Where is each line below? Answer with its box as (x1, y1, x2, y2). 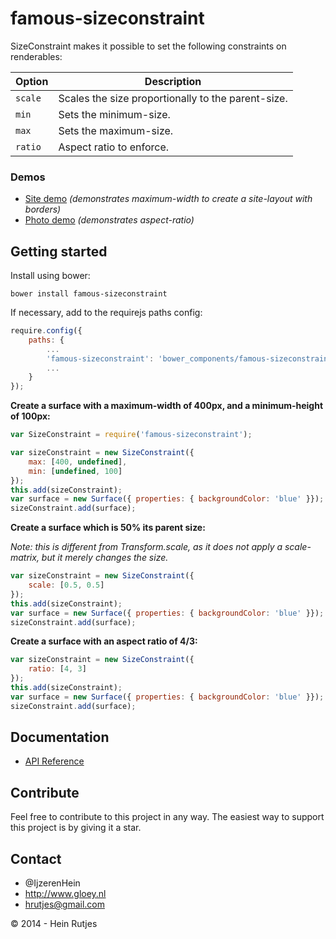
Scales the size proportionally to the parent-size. (58, 91, 288, 105)
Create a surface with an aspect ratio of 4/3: (10, 635, 198, 647)
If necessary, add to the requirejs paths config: (10, 307, 203, 319)
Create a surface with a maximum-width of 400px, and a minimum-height (10, 400, 324, 412)
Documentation (10, 729, 110, 746)
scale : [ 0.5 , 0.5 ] (28, 580, 105, 591)
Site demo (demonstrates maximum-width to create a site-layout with (24, 193, 313, 205)
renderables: (10, 50, 63, 62)
